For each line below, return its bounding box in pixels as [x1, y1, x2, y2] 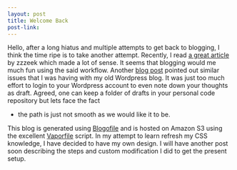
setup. [7, 154, 26, 163]
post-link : [7, 24, 40, 31]
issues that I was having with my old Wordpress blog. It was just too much [7, 74, 225, 82]
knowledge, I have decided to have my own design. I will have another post [7, 139, 228, 148]
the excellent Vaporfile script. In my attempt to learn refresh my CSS [7, 131, 208, 140]
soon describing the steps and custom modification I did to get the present [7, 147, 227, 156]
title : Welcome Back [7, 17, 69, 24]
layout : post [7, 10, 46, 18]
